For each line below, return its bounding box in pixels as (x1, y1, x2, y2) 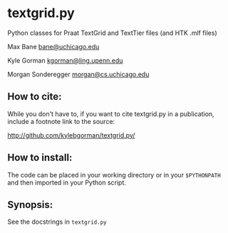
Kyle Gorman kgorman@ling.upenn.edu (7, 56, 123, 65)
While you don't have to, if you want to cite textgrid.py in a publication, (7, 109, 215, 118)
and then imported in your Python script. (7, 178, 127, 187)
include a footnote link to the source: (7, 117, 115, 125)
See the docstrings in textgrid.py (7, 217, 107, 226)
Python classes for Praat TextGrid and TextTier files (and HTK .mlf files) (7, 29, 217, 37)
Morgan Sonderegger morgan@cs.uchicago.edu (7, 70, 150, 78)
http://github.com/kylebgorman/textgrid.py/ (7, 130, 135, 140)
